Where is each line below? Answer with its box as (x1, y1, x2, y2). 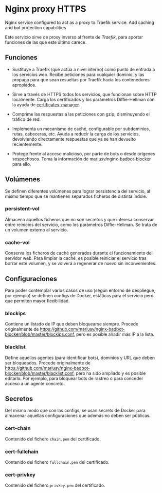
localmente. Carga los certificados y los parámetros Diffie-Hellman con (12, 96, 155, 102)
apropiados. (12, 82, 36, 88)
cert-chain (5, 425, 31, 432)
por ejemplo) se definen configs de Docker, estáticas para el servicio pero (5, 292, 154, 298)
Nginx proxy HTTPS (5, 3, 87, 15)
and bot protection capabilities (5, 24, 67, 30)
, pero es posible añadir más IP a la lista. (73, 331, 155, 337)
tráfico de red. (12, 116, 41, 122)
